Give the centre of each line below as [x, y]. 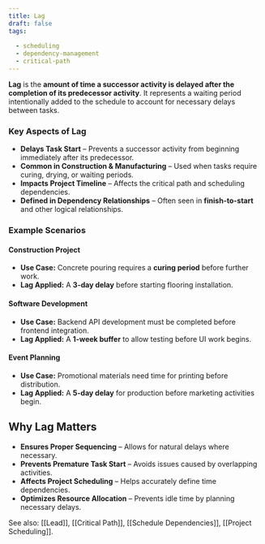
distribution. [40, 384]
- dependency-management [58, 54]
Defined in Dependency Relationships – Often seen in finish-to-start [137, 201]
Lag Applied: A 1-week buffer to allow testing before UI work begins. [136, 339]
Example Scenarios [47, 231]
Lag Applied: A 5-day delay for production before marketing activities [137, 393]
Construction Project [45, 249]
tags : [17, 31]
